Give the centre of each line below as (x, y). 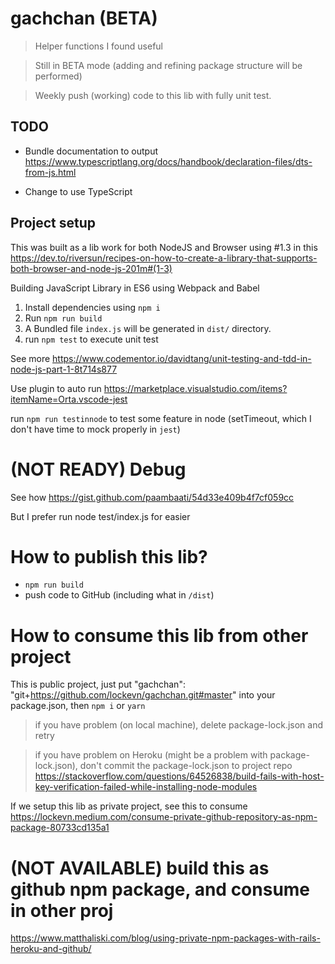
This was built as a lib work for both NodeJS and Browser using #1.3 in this (164, 247)
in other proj (62, 910)
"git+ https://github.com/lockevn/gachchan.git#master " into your (143, 695)
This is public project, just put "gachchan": (98, 684)
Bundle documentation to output (91, 151)
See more (30, 358)
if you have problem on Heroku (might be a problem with (151, 755)
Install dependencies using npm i (92, 307)
